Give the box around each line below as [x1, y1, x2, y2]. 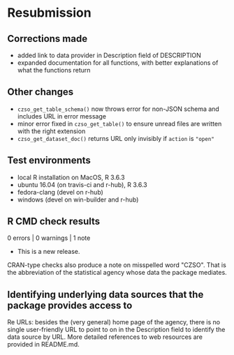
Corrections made [7, 33, 88, 45]
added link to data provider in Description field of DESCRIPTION [17, 51, 201, 59]
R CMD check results [7, 216, 101, 227]
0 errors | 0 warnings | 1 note [7, 234, 91, 242]
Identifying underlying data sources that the [7, 288, 204, 301]
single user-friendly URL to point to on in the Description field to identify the [7, 326, 226, 334]
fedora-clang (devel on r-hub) [17, 188, 103, 196]
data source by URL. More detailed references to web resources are [7, 333, 203, 341]
